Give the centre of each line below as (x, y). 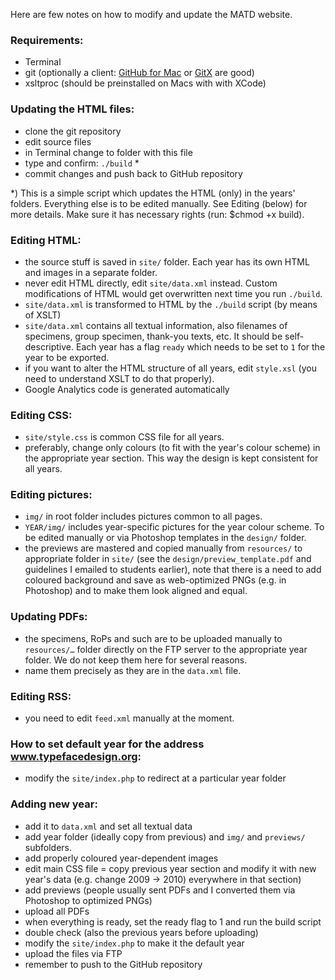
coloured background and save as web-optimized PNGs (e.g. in (155, 580)
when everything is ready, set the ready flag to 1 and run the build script (173, 921)
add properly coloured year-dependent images (121, 858)
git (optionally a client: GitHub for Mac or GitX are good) (139, 73)
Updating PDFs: (49, 617)
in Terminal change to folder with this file (108, 152)
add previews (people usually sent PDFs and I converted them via (160, 890)
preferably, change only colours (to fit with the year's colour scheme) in (172, 448)
